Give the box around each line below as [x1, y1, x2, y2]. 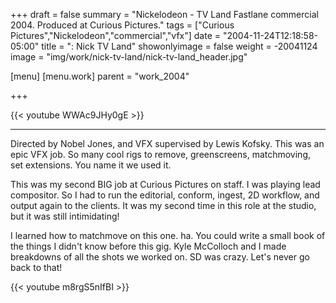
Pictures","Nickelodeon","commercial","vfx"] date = [10, 30, 222, 41]
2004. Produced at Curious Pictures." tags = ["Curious [10, 19, 235, 31]
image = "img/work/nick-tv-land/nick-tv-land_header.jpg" [10, 51, 248, 63]
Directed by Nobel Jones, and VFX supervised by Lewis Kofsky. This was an [10, 138, 325, 149]
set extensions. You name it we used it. [10, 159, 172, 171]
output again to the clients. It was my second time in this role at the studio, [10, 200, 317, 211]
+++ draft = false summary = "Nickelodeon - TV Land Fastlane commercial [10, 9, 319, 20]
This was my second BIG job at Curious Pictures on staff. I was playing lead [10, 179, 321, 190]
